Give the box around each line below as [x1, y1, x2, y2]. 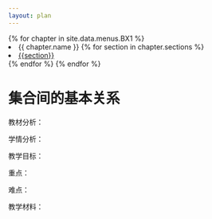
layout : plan [8, 11, 52, 20]
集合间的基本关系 [8, 89, 121, 108]
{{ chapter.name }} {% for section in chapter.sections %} [18, 41, 205, 52]
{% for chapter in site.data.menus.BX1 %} [8, 33, 145, 43]
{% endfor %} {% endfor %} [8, 59, 101, 68]
